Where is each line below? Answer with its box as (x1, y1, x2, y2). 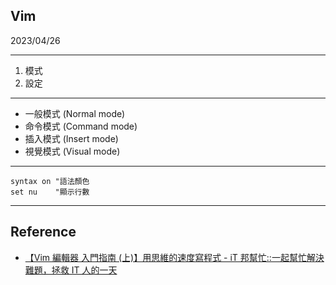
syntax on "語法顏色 (10, 176, 90, 186)
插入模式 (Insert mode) (24, 132, 119, 144)
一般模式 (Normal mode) (24, 107, 126, 119)
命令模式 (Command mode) (24, 120, 138, 132)
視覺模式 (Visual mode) (24, 145, 121, 157)
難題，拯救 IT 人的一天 (24, 264, 118, 276)
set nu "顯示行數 (10, 187, 90, 197)
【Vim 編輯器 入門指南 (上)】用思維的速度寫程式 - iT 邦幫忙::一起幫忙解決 (24, 251, 325, 263)
